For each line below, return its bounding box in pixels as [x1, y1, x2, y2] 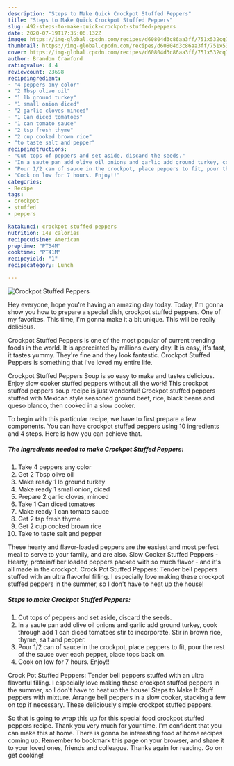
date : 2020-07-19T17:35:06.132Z [8, 29, 101, 37]
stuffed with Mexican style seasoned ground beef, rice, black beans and [8, 393, 215, 402]
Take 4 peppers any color [17, 463, 92, 471]
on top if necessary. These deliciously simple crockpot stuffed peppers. [8, 700, 214, 709]
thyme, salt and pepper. [17, 635, 86, 644]
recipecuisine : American [8, 236, 80, 243]
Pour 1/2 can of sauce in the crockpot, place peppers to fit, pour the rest [17, 642, 225, 651]
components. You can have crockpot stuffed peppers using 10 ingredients [8, 422, 219, 430]
